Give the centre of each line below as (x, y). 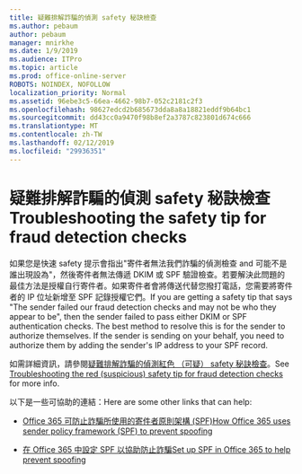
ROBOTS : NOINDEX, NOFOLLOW (60, 84)
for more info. (35, 383)
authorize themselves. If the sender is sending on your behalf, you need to (147, 335)
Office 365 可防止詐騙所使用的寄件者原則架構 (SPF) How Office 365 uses (156, 421)
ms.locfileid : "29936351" (58, 151)
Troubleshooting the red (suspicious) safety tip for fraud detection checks (146, 373)
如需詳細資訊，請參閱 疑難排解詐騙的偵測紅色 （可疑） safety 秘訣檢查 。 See (150, 364)
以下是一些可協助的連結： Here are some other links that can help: (131, 401)
